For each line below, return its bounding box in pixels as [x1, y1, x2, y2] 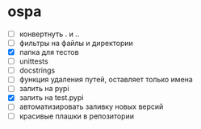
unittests [19, 56, 49, 66]
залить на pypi [19, 84, 69, 94]
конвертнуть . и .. [19, 29, 80, 39]
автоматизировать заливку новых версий [19, 102, 164, 111]
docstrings [19, 65, 56, 75]
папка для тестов [19, 48, 79, 57]
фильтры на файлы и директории [19, 39, 134, 48]
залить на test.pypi [19, 93, 84, 102]
